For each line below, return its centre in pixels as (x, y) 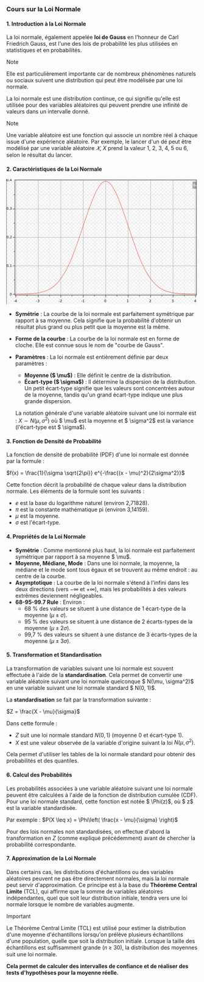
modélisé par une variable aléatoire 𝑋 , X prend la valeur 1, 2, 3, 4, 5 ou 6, (97, 148)
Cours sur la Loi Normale (44, 9)
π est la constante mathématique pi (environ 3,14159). (82, 510)
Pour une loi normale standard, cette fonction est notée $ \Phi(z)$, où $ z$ (100, 801)
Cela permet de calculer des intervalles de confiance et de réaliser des (97, 966)
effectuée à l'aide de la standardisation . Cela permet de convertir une (94, 675)
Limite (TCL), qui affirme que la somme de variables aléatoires (85, 891)
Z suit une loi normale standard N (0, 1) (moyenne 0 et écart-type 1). (99, 735)
